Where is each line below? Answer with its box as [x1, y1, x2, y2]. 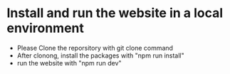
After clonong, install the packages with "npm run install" [16, 51, 184, 60]
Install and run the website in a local [6, 5, 224, 21]
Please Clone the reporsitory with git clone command [16, 43, 174, 52]
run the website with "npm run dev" [16, 58, 122, 67]
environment [6, 20, 85, 36]
